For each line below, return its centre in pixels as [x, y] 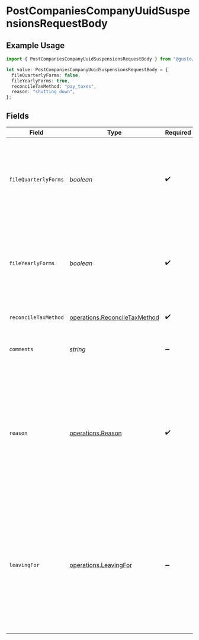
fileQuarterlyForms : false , [46, 75]
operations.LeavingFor [101, 565]
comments [21, 349]
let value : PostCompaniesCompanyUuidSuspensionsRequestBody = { [87, 69]
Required [178, 132]
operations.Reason [96, 433]
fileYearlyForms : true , [41, 81]
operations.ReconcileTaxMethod [115, 317]
